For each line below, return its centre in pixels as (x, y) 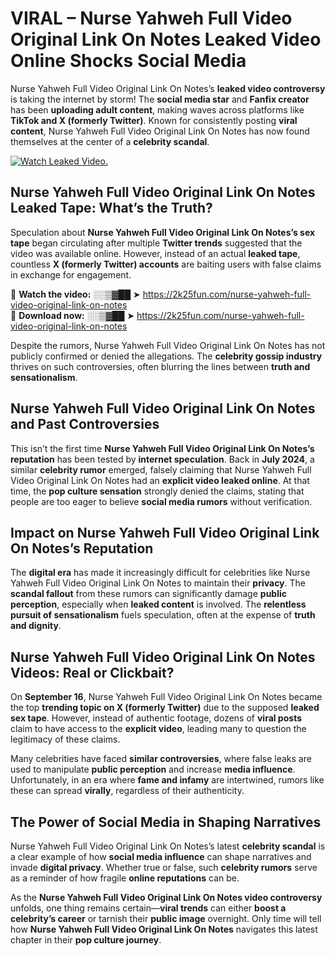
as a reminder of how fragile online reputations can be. (125, 878)
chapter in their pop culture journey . (86, 940)
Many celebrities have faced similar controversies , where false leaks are (161, 759)
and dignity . (36, 626)
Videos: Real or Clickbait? (92, 672)
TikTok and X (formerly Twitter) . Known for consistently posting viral (154, 120)
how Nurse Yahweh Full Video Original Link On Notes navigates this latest (164, 929)
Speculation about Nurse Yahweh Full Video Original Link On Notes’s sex (163, 232)
